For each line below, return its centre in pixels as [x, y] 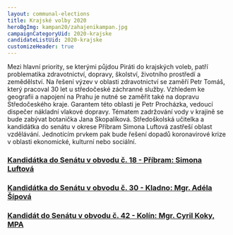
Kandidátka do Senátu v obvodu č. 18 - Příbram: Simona [105, 159]
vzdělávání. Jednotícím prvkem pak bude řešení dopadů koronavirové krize [116, 134]
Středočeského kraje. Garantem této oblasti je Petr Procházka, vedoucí [110, 104]
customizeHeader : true [41, 47]
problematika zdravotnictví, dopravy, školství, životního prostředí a [104, 74]
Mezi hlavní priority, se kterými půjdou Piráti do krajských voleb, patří [108, 67]
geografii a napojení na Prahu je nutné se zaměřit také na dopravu [103, 97]
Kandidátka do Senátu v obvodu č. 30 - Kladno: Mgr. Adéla [110, 188]
